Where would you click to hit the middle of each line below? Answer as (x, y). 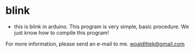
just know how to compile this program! (61, 32)
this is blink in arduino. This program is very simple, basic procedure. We (101, 26)
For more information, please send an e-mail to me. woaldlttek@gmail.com (95, 44)
